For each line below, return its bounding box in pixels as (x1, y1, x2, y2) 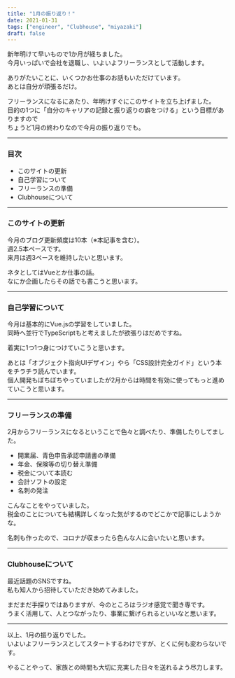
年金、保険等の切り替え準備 (17, 460, 98, 469)
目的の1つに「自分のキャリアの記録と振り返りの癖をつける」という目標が (7, 106, 218, 114)
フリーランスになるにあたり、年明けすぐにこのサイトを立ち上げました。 (7, 97, 215, 106)
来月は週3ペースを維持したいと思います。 (7, 253, 127, 261)
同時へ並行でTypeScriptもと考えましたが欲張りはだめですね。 (7, 328, 186, 337)
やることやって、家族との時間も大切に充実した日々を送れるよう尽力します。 (7, 663, 227, 671)
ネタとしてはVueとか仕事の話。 (7, 268, 99, 277)
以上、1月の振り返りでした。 (7, 630, 90, 639)
